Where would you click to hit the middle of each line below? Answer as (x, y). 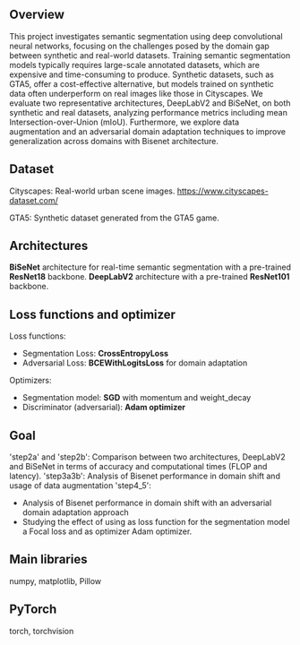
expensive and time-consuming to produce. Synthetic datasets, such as (142, 74)
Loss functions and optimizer (93, 314)
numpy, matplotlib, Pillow (56, 580)
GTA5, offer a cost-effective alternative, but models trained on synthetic (142, 83)
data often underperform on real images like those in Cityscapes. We (137, 93)
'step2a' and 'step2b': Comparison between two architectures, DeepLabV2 (148, 457)
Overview (37, 15)
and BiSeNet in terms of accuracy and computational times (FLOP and (138, 467)
